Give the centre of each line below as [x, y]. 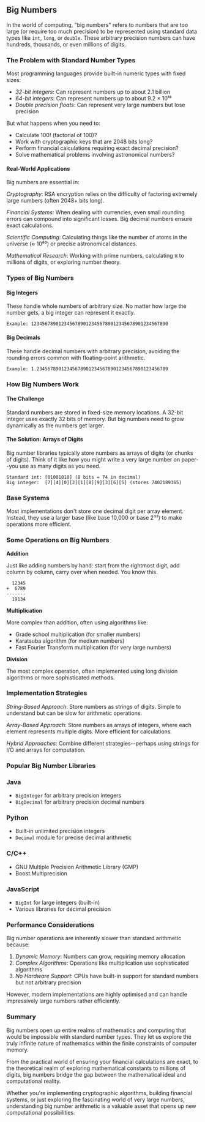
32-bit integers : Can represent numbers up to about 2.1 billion [93, 92]
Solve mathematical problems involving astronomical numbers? [95, 155]
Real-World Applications [38, 168]
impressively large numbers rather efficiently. [63, 1001]
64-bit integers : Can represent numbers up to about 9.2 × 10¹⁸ [94, 99]
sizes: [14, 80]
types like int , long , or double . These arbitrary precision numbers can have [101, 38]
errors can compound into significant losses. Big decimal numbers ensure [99, 219]
